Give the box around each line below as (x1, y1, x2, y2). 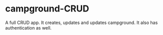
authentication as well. (5, 24, 52, 30)
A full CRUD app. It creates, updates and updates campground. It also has (5, 19, 158, 25)
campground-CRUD (5, 3, 89, 14)
